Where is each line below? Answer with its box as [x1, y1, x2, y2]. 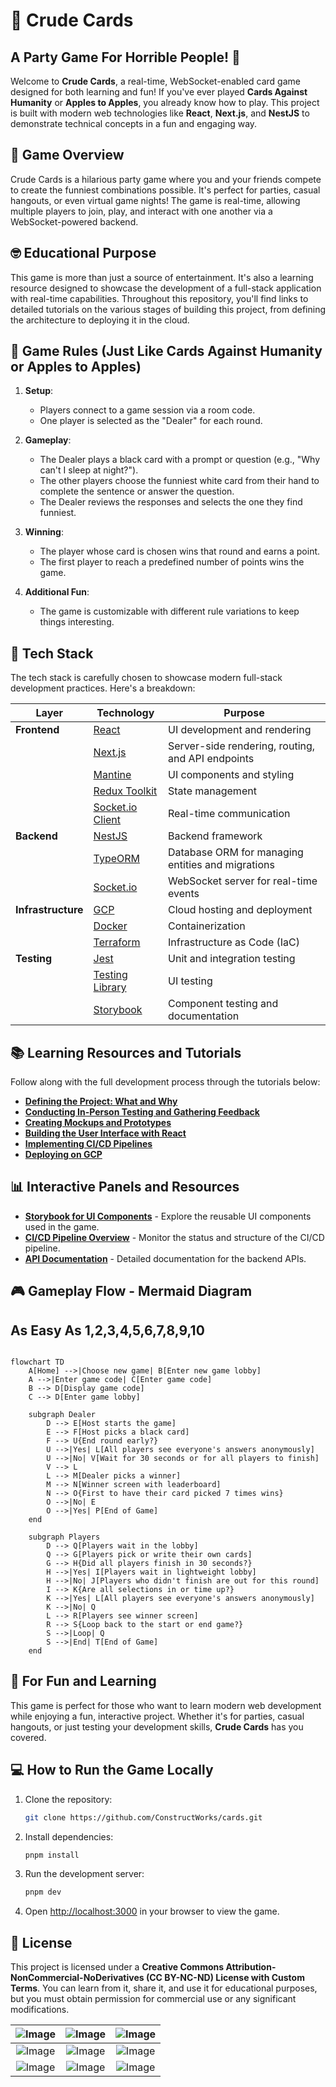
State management [168, 784, 257, 798]
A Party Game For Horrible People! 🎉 [10, 49, 241, 66]
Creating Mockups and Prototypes [24, 1117, 172, 1129]
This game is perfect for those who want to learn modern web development [10, 1699, 322, 1711]
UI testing [168, 974, 213, 988]
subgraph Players [28, 1532, 101, 1543]
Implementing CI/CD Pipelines [24, 1138, 153, 1150]
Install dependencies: [24, 1830, 114, 1843]
